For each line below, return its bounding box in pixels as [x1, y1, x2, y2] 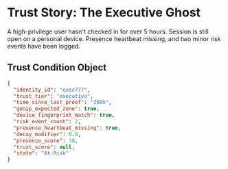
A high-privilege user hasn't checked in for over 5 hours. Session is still [7, 27, 209, 36]
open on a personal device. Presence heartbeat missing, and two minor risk [7, 34, 221, 42]
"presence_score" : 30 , [13, 137, 78, 144]
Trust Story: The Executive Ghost [7, 5, 201, 21]
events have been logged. [7, 42, 81, 50]
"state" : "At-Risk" [13, 150, 69, 157]
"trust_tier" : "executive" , [13, 92, 94, 100]
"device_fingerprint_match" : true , [13, 112, 115, 119]
